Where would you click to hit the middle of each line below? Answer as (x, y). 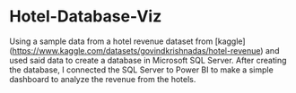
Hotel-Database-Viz (86, 17)
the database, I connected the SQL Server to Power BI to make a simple (141, 70)
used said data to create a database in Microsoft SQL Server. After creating (148, 60)
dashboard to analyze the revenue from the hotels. (103, 79)
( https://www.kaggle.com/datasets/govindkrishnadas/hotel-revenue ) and (144, 50)
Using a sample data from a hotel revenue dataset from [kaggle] (127, 41)
